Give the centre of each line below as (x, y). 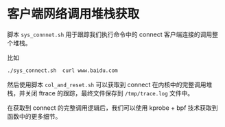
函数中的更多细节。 (34, 116)
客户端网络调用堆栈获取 (73, 14)
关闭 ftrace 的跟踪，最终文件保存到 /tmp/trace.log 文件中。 (109, 93)
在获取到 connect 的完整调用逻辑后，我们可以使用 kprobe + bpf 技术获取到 (113, 108)
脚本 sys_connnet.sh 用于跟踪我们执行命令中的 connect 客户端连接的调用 (110, 34)
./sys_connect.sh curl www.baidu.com (62, 70)
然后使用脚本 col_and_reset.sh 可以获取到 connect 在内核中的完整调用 (107, 84)
